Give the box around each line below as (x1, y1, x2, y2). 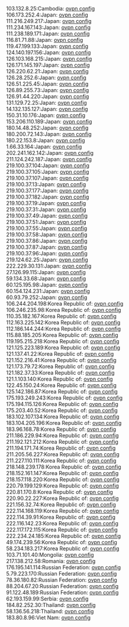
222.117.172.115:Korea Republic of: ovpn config (6, 526, 118, 533)
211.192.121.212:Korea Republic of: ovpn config (6, 438, 118, 445)
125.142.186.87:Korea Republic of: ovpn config (6, 388, 118, 395)
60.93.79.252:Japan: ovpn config (6, 294, 88, 301)
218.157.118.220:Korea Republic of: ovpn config (6, 476, 120, 483)
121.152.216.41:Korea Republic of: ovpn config (6, 357, 117, 363)
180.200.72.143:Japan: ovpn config (6, 131, 92, 138)
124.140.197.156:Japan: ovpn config (6, 49, 91, 56)
